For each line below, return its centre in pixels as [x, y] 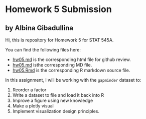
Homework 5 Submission [58, 9]
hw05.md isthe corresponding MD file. [52, 65]
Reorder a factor [29, 90]
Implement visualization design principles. [56, 111]
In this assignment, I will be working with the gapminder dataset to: [73, 80]
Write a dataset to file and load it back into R [58, 95]
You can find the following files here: [43, 50]
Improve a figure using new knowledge [53, 100]
